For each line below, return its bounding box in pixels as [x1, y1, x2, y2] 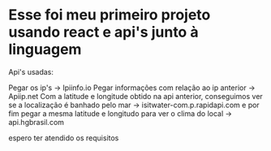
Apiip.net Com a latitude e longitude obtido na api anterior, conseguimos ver [8, 91, 264, 101]
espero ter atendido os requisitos [8, 132, 119, 143]
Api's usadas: [8, 67, 54, 76]
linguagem [8, 41, 82, 58]
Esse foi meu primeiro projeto [8, 6, 211, 24]
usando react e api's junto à [8, 23, 199, 41]
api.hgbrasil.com [8, 117, 65, 127]
